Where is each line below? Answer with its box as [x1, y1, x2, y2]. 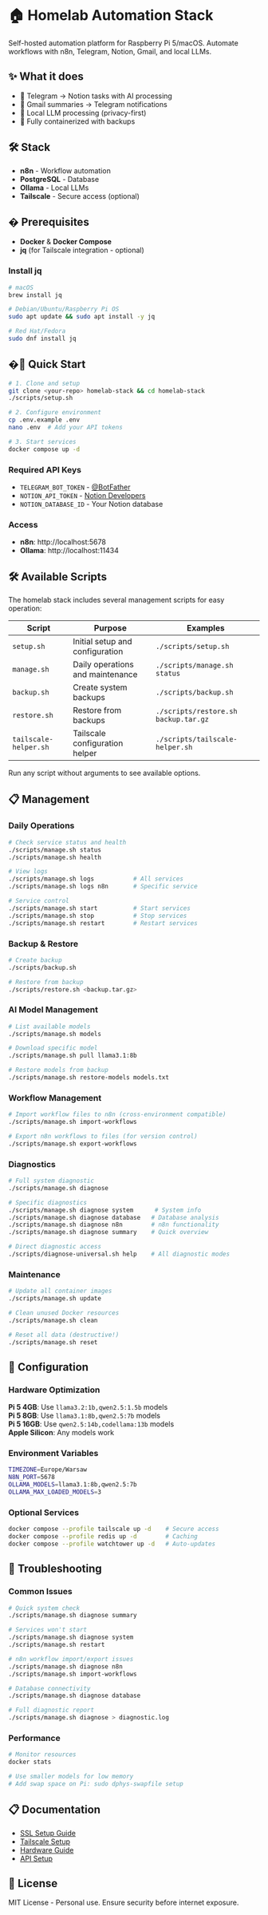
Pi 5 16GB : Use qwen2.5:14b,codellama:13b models [8, 1419, 175, 1429]
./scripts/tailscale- [155, 735, 238, 744]
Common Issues [8, 1586, 73, 1597]
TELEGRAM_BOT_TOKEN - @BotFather [19, 482, 131, 492]
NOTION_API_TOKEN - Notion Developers [19, 491, 146, 501]
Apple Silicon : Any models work [8, 1428, 115, 1438]
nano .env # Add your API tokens [8, 424, 124, 432]
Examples [186, 623, 225, 634]
